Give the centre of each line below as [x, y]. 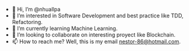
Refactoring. [27, 22]
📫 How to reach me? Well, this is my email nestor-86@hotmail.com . [96, 41]
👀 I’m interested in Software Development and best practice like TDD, [98, 16]
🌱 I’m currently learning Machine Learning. [65, 28]
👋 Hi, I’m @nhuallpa [36, 9]
